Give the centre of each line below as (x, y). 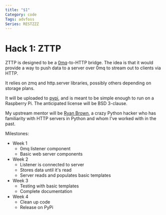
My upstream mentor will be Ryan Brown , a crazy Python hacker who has (81, 113)
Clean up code (35, 202)
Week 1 (20, 143)
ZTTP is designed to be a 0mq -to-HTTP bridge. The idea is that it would (79, 63)
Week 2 (20, 159)
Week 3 (20, 181)
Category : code (21, 15)
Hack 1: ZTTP (33, 49)
